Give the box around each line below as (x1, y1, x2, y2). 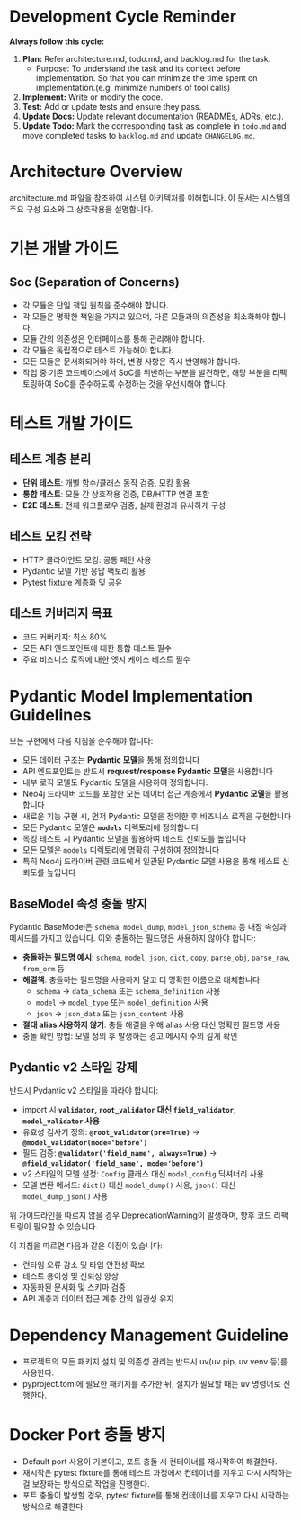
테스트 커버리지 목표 (9, 605, 113, 621)
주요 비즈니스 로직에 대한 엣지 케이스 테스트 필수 (22, 654, 190, 665)
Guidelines (9, 704, 92, 725)
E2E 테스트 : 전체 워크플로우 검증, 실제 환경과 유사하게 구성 (22, 499, 226, 510)
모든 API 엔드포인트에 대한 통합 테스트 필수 (22, 642, 173, 653)
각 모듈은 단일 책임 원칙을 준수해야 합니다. (22, 300, 169, 310)
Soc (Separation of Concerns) (9, 274, 180, 290)
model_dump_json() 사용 (22, 1191, 109, 1202)
